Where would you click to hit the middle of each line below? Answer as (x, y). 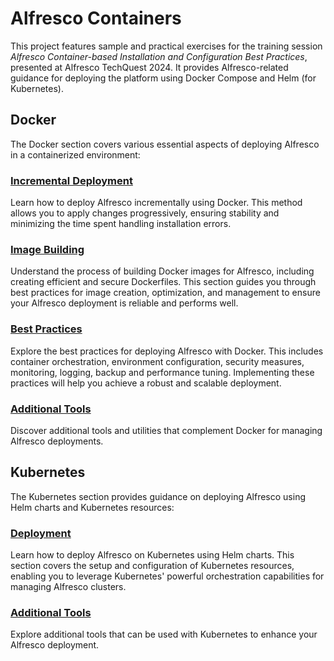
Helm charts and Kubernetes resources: (92, 507)
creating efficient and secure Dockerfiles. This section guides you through (163, 282)
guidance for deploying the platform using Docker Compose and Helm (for (163, 78)
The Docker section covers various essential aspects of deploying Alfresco (165, 144)
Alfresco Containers (96, 18)
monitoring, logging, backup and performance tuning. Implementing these (162, 372)
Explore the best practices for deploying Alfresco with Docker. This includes (167, 351)
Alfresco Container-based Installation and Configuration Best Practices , (159, 56)
